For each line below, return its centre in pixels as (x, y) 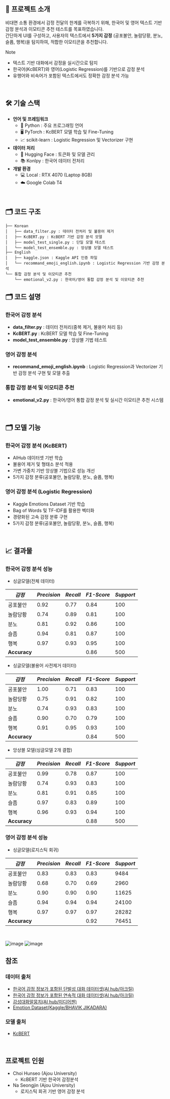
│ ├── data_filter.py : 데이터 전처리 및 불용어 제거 (60, 232)
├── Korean (17, 226)
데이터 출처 (18, 977)
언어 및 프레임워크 (30, 119)
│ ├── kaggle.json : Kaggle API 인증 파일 (51, 258)
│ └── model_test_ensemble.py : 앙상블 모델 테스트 (60, 248)
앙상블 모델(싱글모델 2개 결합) (42, 750)
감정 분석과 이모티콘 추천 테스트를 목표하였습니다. (55, 29)
